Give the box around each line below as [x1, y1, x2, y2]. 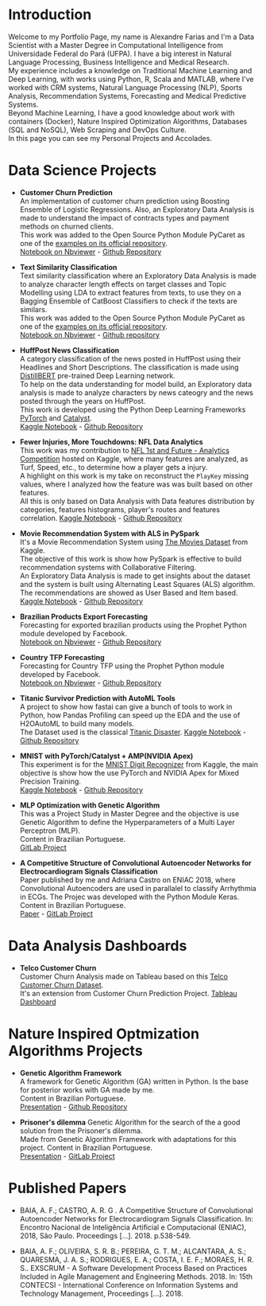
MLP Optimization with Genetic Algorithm [19, 800, 160, 810]
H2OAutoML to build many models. [19, 718, 135, 728]
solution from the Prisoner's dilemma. [19, 1125, 143, 1136]
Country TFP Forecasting [19, 652, 105, 662]
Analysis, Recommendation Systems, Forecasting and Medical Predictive [8, 91, 247, 100]
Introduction [8, 6, 92, 24]
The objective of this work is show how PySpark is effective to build [19, 553, 242, 563]
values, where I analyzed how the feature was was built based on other [19, 479, 253, 489]
